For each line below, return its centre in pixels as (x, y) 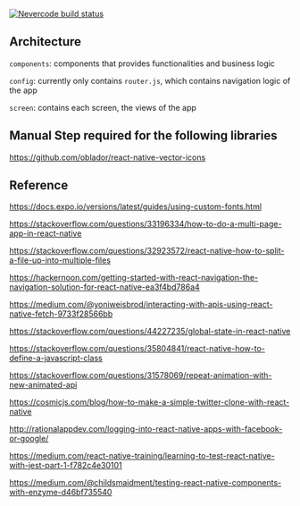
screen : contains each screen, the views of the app (103, 107)
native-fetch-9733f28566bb (61, 314)
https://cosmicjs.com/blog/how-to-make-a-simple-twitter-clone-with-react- (150, 402)
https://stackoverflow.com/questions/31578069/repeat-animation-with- (141, 375)
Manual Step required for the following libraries (143, 135)
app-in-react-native (46, 233)
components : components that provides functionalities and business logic (142, 63)
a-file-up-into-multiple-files (60, 260)
